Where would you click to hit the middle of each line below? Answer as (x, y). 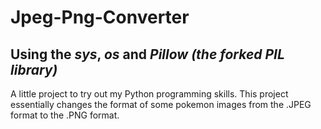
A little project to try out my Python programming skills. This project (149, 94)
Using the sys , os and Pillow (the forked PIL (147, 54)
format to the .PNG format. (65, 115)
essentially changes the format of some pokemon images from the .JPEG (161, 104)
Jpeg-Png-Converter (100, 17)
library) (34, 69)
